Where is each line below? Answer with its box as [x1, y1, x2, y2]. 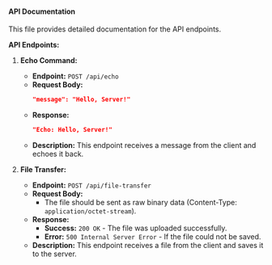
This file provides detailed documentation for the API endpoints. [8, 24, 221, 34]
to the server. [32, 249, 77, 259]
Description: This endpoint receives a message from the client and [32, 140, 257, 149]
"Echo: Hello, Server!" [32, 126, 113, 134]
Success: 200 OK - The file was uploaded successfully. [44, 223, 227, 233]
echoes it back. [32, 149, 84, 158]
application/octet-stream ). [44, 206, 137, 216]
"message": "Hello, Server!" [32, 95, 131, 104]
